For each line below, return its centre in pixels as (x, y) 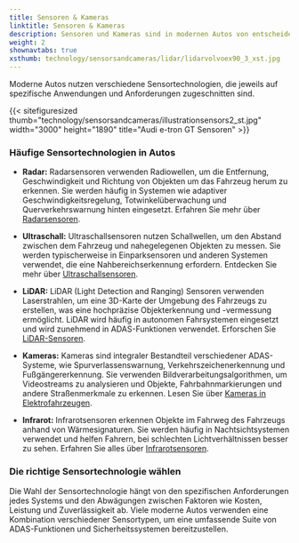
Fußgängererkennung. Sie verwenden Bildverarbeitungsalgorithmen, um (154, 375)
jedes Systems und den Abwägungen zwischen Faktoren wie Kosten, (136, 500)
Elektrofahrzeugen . (57, 403)
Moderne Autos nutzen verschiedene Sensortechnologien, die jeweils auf (144, 84)
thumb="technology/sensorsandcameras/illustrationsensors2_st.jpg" (136, 120)
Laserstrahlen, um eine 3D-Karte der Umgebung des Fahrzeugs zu (144, 301)
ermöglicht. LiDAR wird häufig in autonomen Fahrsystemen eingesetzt (150, 320)
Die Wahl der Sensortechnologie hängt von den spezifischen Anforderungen (149, 491)
